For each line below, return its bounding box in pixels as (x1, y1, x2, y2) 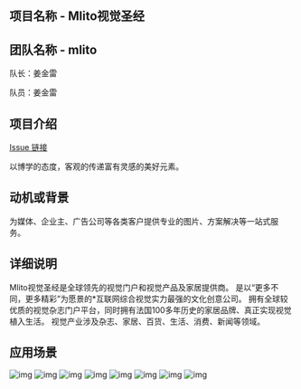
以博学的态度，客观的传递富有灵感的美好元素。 (9, 161, 183, 172)
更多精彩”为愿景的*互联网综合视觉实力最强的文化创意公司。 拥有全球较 (24, 293, 289, 304)
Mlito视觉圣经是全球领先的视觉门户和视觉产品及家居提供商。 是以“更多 (9, 281, 271, 292)
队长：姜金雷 (9, 68, 57, 79)
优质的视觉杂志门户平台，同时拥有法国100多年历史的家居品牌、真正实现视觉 (9, 304, 292, 315)
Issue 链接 (9, 142, 48, 153)
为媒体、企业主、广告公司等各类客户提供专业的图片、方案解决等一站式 (9, 215, 271, 226)
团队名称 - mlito (9, 42, 98, 57)
